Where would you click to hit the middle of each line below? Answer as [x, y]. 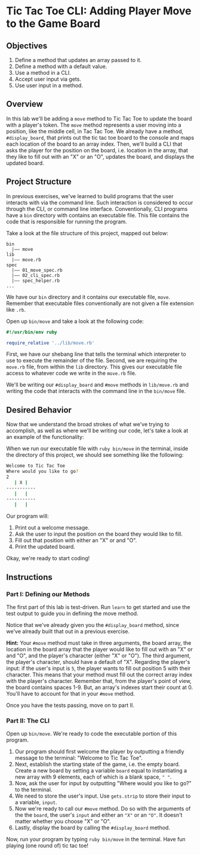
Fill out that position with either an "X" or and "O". [76, 540]
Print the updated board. [45, 547]
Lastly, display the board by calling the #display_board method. [92, 828]
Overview [25, 104]
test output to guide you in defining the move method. [72, 613]
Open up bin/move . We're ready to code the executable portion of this [92, 734]
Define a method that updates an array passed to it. [78, 60]
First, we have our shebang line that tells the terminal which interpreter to [96, 354]
